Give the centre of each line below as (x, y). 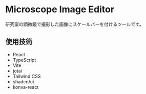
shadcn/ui (23, 81)
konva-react (26, 87)
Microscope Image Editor (60, 9)
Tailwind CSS (27, 76)
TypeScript (24, 60)
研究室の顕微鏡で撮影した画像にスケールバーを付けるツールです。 (75, 24)
